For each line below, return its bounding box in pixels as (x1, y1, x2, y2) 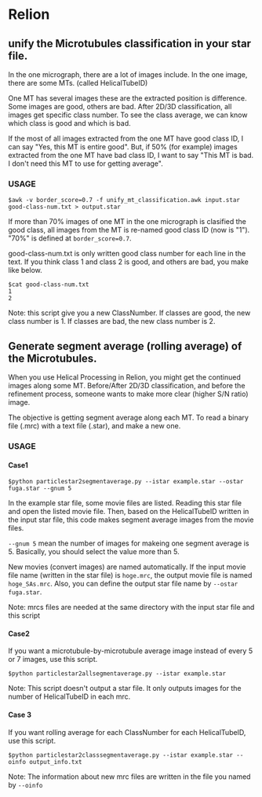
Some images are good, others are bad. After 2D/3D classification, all (8, 102, 232, 111)
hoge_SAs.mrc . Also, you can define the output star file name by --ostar (8, 579, 238, 589)
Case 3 (8, 710, 32, 720)
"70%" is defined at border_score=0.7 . (8, 233, 132, 243)
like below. (8, 266, 42, 275)
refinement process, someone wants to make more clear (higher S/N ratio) (8, 389, 249, 398)
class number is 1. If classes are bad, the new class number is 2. (8, 317, 216, 326)
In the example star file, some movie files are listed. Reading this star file (8, 498, 242, 508)
